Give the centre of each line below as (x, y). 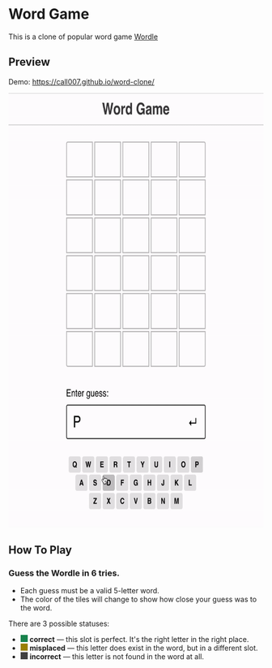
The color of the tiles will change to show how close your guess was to (138, 599)
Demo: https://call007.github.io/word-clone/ (82, 81)
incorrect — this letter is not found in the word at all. (117, 657)
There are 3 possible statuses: (59, 624)
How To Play (40, 550)
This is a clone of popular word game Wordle (83, 37)
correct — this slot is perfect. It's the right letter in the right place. (139, 640)
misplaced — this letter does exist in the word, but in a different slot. (144, 648)
